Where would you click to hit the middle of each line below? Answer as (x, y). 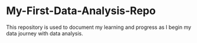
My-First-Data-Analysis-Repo (81, 11)
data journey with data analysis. (45, 33)
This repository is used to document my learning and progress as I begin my (99, 27)
